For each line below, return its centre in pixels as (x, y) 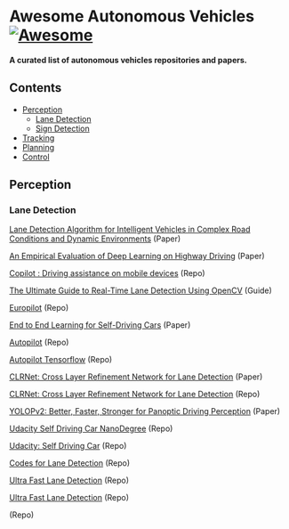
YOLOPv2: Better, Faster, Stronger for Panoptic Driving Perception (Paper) (145, 411)
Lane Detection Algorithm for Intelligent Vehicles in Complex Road (130, 230)
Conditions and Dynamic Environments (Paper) (95, 239)
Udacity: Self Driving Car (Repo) (68, 446)
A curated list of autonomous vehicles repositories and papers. (128, 60)
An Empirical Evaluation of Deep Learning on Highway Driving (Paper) (137, 256)
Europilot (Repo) (39, 308)
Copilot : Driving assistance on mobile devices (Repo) (108, 273)
